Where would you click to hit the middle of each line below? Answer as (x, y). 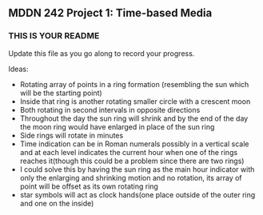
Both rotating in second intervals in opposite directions (110, 109)
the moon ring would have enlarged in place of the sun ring (117, 126)
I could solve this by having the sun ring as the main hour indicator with (137, 169)
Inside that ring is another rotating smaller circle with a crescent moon (135, 101)
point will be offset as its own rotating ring (89, 186)
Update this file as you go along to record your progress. (102, 53)
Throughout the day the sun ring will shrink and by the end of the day (134, 118)
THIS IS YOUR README (54, 36)
